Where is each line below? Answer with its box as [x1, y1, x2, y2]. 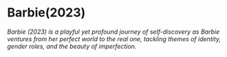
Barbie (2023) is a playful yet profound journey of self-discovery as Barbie [7, 27, 220, 36]
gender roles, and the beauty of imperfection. [7, 42, 137, 50]
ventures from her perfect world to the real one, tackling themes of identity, [7, 34, 221, 43]
